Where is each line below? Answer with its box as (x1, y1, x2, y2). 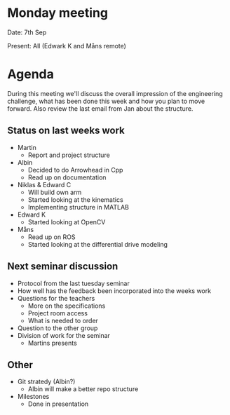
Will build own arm (27, 188, 82, 196)
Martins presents (27, 339, 77, 347)
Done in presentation (27, 400, 89, 408)
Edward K (17, 210, 46, 219)
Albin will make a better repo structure (27, 385, 139, 393)
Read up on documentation (27, 173, 107, 182)
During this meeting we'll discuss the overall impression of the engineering (7, 89, 223, 97)
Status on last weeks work (7, 125, 125, 137)
